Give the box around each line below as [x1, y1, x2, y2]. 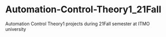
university [5, 26, 27, 32]
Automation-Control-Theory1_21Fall [5, 4, 161, 15]
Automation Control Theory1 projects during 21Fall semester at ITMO [5, 21, 150, 27]
